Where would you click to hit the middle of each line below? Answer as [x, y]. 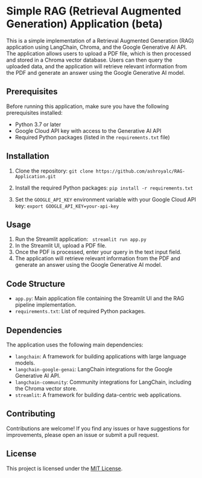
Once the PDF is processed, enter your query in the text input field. [98, 252]
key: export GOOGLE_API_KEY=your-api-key [67, 206]
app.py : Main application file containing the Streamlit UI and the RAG [99, 298]
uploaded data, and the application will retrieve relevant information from [97, 66]
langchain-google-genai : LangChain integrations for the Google [94, 369]
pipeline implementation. [46, 305]
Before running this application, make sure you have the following [87, 106]
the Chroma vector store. [46, 388]
